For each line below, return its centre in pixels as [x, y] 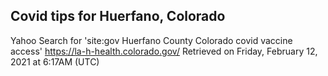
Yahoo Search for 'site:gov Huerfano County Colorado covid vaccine [151, 40]
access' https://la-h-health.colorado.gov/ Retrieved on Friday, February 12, [164, 51]
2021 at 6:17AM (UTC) [55, 61]
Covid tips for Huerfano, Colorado [118, 16]
